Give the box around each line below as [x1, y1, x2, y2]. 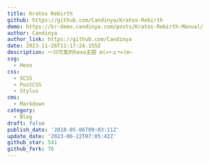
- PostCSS [13, 81, 42, 88]
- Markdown [13, 101, 45, 108]
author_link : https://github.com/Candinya [7, 36, 132, 43]
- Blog [13, 113, 33, 120]
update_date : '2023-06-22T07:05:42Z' [7, 132, 117, 139]
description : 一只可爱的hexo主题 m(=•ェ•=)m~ [7, 49, 134, 56]
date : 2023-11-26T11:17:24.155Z [7, 42, 101, 49]
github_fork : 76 [7, 146, 54, 153]
